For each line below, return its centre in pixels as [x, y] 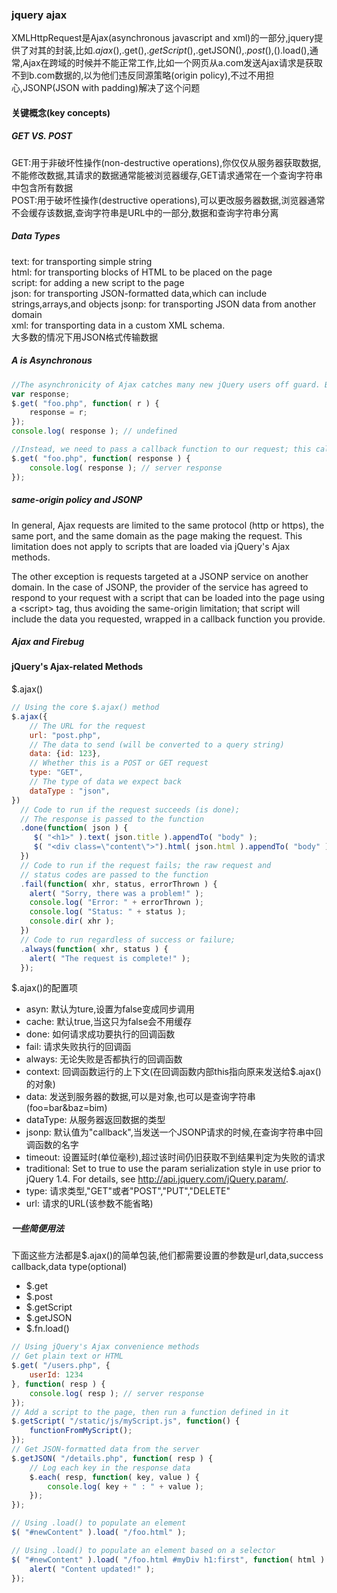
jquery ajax [39, 15]
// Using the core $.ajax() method [85, 708]
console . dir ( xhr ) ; [72, 921]
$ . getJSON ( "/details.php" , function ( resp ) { [112, 1458]
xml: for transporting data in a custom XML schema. [118, 325]
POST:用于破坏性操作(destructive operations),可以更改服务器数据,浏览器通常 [168, 200]
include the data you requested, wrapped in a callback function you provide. [168, 619]
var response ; [41, 394]
